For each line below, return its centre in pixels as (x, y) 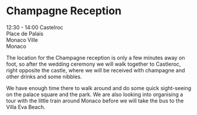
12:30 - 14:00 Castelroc (35, 27)
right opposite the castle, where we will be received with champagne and (96, 70)
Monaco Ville (22, 40)
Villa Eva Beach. (26, 107)
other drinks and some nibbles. (44, 76)
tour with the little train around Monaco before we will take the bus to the (95, 100)
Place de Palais (25, 33)
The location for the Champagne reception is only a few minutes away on (96, 57)
